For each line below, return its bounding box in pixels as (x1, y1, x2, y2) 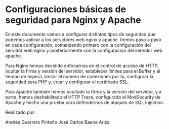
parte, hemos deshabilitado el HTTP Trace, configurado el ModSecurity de (5, 94, 161, 100)
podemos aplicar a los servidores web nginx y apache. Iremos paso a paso (5, 37, 161, 43)
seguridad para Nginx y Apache (5, 14, 141, 26)
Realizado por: (5, 109, 35, 115)
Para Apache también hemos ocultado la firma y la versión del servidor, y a (5, 88, 162, 94)
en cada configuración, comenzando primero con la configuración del (5, 42, 151, 48)
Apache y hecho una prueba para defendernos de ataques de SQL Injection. (5, 99, 164, 105)
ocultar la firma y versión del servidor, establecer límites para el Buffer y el (5, 68, 160, 74)
